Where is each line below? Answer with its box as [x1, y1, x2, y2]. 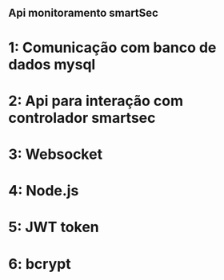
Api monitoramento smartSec [8, 6, 158, 20]
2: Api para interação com [8, 92, 184, 110]
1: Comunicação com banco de [8, 38, 217, 57]
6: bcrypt [8, 254, 71, 273]
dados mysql [8, 55, 96, 73]
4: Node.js [8, 182, 79, 200]
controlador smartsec [8, 108, 156, 127]
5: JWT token [8, 219, 100, 236]
